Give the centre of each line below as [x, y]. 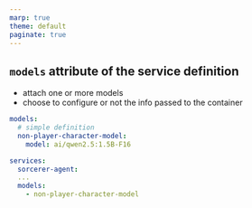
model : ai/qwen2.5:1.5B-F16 [78, 144]
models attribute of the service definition [124, 71]
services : [28, 161]
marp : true [30, 18]
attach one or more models [73, 93]
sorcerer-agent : [48, 169]
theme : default [38, 26]
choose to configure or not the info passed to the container [132, 103]
